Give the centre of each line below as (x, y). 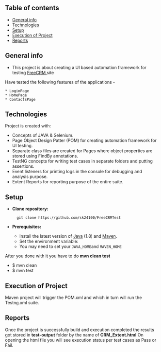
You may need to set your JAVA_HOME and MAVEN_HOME (71, 246)
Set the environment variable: (49, 241)
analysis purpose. (30, 176)
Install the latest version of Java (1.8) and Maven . (68, 236)
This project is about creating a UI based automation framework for (79, 67)
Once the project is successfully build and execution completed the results (80, 330)
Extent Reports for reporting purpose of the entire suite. (68, 182)
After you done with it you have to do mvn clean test (58, 256)
